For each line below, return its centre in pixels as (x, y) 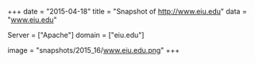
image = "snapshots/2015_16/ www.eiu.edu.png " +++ (94, 50)
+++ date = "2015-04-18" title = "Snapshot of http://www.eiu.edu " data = (127, 11)
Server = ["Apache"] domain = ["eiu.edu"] (76, 35)
